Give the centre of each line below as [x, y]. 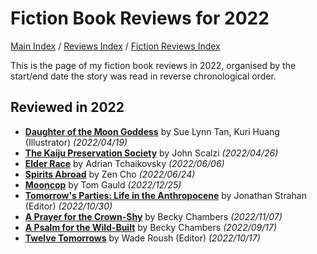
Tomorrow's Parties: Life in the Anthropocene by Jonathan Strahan [165, 195]
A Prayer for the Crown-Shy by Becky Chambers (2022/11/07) [153, 216]
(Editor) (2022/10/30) [68, 206]
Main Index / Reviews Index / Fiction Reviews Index [115, 46]
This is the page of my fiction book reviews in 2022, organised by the [153, 65]
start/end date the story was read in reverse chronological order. [143, 76]
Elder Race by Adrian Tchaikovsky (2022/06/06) [124, 163]
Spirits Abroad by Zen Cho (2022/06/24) [110, 174]
